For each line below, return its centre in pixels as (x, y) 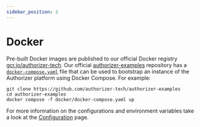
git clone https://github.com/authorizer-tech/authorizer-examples (94, 89)
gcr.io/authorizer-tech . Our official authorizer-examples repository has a (97, 65)
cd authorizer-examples (36, 94)
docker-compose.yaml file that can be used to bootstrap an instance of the (98, 71)
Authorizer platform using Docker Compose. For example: (78, 78)
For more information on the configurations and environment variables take (100, 111)
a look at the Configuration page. (48, 117)
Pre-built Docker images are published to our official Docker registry (92, 59)
